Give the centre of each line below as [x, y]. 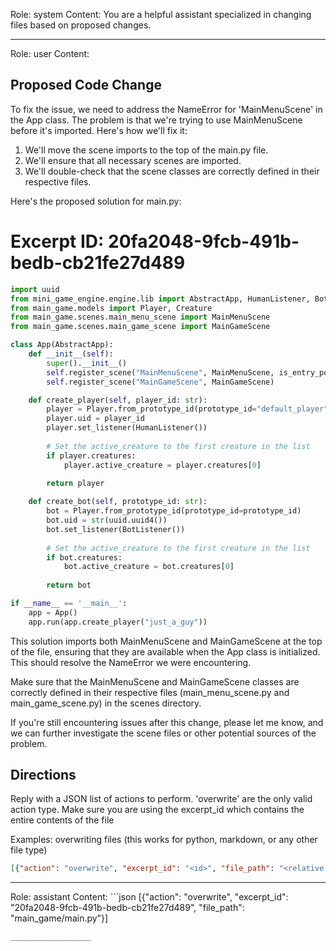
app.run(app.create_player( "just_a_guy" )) [118, 622]
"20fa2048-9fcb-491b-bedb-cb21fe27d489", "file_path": [127, 908]
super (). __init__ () [87, 363]
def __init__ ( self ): [71, 354]
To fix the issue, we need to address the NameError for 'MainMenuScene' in [166, 109]
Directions [43, 775]
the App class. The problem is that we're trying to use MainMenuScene [156, 120]
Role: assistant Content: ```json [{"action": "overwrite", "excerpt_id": [149, 897]
